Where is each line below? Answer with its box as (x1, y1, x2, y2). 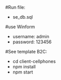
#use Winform (5, 24, 36, 30)
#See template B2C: (5, 49, 47, 54)
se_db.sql (12, 14, 33, 20)
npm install (12, 64, 36, 69)
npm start (12, 69, 33, 75)
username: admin (12, 34, 50, 39)
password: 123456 (12, 39, 52, 45)
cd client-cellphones (12, 58, 56, 64)
